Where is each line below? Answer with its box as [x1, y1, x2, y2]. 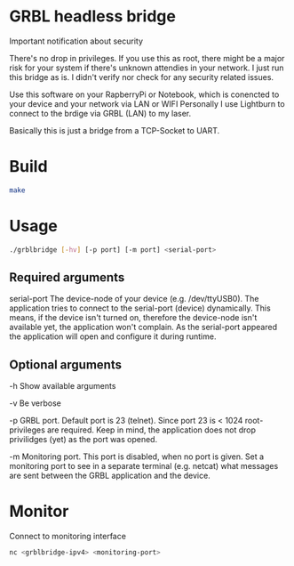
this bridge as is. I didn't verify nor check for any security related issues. [9, 71, 274, 82]
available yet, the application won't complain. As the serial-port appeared [9, 322, 278, 333]
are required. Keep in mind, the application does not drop [47, 424, 256, 435]
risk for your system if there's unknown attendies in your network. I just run [9, 62, 284, 73]
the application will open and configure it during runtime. [9, 331, 217, 342]
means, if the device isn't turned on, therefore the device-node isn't [9, 312, 258, 323]
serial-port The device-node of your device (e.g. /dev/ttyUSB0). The [9, 294, 259, 304]
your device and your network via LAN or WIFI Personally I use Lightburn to [9, 98, 286, 109]
